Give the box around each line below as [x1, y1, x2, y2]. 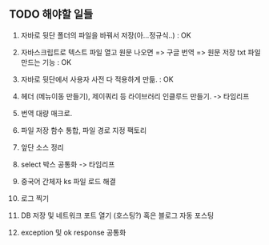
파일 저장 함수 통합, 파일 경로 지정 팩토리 [20, 125, 147, 135]
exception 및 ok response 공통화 [20, 227, 126, 237]
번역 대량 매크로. [20, 108, 73, 118]
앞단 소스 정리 [20, 143, 64, 152]
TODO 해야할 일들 [9, 7, 94, 22]
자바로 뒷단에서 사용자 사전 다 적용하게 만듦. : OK [20, 74, 175, 84]
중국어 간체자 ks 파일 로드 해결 [20, 176, 117, 186]
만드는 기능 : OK [20, 57, 72, 66]
